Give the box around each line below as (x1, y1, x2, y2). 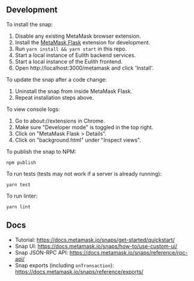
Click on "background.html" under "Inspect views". (14, 136, 141, 144)
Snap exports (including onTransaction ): (14, 261, 114, 269)
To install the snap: (6, 20, 53, 28)
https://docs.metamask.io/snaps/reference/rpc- (69, 249, 188, 256)
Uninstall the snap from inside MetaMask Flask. (14, 87, 133, 95)
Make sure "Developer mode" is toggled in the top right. (14, 123, 154, 131)
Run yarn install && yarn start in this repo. (14, 45, 127, 52)
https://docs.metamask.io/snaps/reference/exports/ (14, 268, 144, 275)
